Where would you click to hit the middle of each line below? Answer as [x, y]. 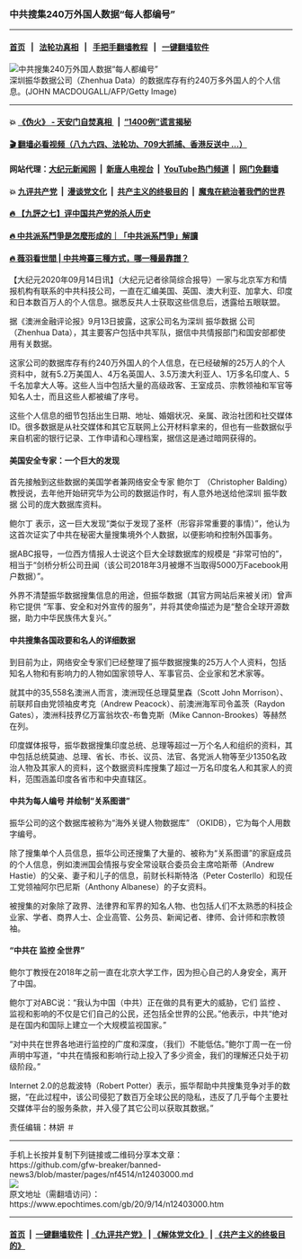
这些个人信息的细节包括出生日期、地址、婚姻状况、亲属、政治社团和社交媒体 [151, 416]
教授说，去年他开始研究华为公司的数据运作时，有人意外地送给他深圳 [135, 493]
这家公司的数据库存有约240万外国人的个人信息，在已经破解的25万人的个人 [147, 363]
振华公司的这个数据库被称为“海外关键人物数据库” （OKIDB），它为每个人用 [146, 822]
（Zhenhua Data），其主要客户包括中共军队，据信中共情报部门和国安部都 [144, 332]
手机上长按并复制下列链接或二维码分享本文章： [96, 1155]
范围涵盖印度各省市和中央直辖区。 [88, 778]
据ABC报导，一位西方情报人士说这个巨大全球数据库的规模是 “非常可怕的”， [148, 554]
